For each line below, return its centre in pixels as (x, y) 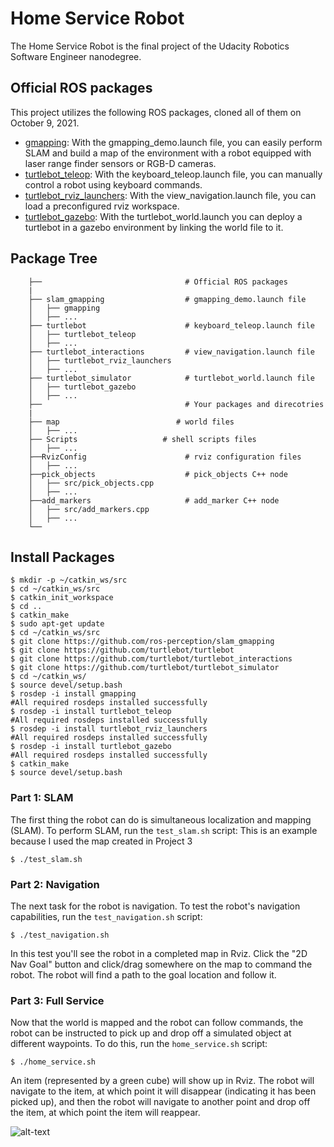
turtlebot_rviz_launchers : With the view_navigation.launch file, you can (170, 195)
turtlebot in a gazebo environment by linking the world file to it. (154, 227)
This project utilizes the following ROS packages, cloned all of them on (156, 112)
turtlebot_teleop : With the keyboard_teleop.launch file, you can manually (173, 174)
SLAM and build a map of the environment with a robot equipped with (168, 153)
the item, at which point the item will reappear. (105, 1113)
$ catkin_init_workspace (62, 598)
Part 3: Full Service (57, 1000)
